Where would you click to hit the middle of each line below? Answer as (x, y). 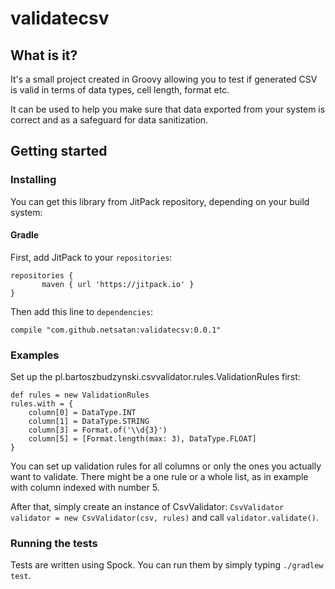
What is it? (44, 55)
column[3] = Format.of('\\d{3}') (98, 430)
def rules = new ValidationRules (80, 395)
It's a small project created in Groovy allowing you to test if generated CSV (164, 79)
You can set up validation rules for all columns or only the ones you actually (166, 466)
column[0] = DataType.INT (82, 413)
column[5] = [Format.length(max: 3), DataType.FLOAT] (142, 439)
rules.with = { (42, 404)
